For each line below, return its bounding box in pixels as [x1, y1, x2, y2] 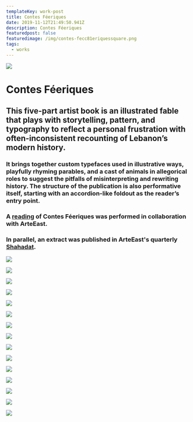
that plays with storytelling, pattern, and [6, 115, 156, 125]
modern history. [6, 143, 66, 153]
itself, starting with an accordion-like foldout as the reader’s [6, 190, 180, 198]
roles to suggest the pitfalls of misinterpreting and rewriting [6, 175, 179, 183]
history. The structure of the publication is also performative [6, 182, 181, 190]
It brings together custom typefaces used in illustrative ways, [6, 160, 184, 169]
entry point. [6, 197, 40, 205]
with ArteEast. [6, 220, 48, 228]
